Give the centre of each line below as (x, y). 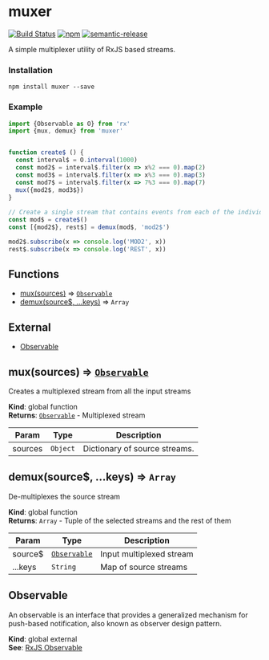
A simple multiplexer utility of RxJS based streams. (92, 49)
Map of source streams (144, 567)
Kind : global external (43, 639)
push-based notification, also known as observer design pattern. (115, 623)
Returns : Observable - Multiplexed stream (77, 415)
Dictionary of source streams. (139, 449)
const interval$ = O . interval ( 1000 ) (76, 160)
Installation (31, 70)
